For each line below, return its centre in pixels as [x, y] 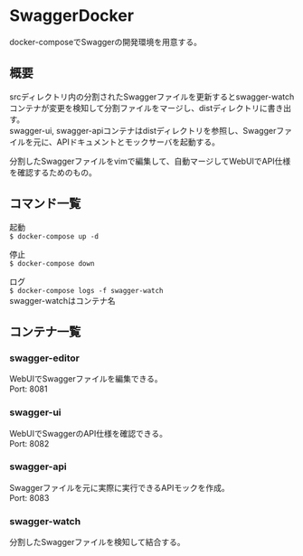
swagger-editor [44, 358]
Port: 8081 [28, 389]
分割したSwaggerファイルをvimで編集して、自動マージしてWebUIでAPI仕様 [150, 161]
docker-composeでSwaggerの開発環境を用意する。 [105, 42]
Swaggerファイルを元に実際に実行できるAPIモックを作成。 [119, 487]
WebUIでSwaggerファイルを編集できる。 [86, 379]
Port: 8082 [29, 443]
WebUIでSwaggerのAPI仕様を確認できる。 [88, 433]
